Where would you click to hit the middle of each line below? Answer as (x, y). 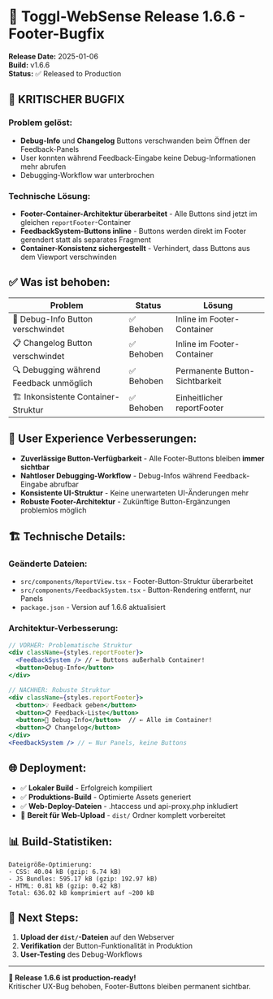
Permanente (199, 371)
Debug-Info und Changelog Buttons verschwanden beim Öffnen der (135, 141)
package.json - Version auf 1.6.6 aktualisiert (93, 608)
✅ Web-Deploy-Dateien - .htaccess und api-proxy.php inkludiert (129, 806)
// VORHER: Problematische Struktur (70, 645)
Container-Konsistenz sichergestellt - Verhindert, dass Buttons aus (135, 248)
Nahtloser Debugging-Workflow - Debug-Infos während (116, 475)
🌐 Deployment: (48, 768)
